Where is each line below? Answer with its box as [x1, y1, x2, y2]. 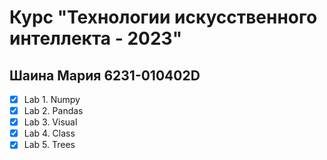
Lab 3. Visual [23, 116, 78, 128]
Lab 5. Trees [23, 139, 76, 151]
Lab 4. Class [23, 127, 76, 140]
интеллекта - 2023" [9, 27, 183, 50]
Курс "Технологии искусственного [9, 6, 318, 29]
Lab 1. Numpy [23, 94, 81, 105]
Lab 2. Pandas [23, 105, 84, 117]
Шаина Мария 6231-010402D [9, 67, 201, 84]
